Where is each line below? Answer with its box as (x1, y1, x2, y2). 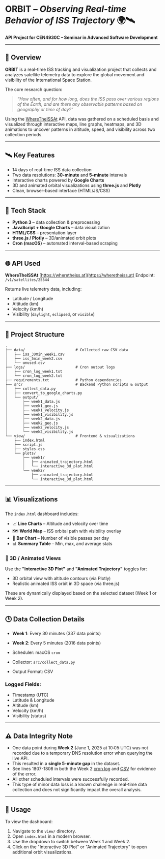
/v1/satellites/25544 (5, 277, 50, 282)
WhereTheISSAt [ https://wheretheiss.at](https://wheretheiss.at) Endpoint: (5, 272, 155, 278)
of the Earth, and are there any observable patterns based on (17, 101, 142, 107)
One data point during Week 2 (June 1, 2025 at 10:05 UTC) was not (12, 745, 148, 751)
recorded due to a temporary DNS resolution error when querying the (12, 750, 153, 756)
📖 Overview (5, 53, 41, 62)
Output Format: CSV (12, 668, 53, 675)
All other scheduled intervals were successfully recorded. (12, 776, 129, 782)
